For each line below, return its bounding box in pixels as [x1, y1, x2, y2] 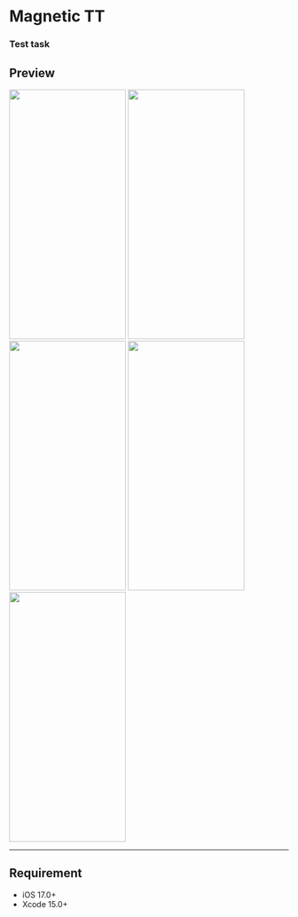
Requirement [9, 866, 82, 881]
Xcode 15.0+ [21, 898, 68, 909]
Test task [9, 38, 51, 51]
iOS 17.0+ [21, 889, 57, 900]
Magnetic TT [9, 6, 106, 27]
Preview [9, 65, 56, 81]
